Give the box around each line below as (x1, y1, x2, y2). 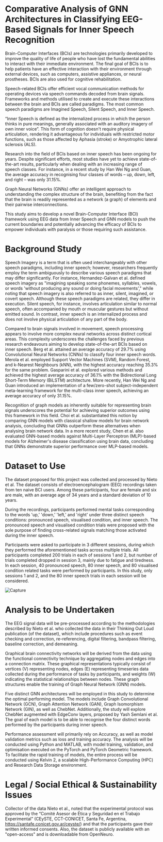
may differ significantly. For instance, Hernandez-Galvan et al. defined (5, 275, 146, 281)
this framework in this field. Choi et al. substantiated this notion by (5, 412, 137, 418)
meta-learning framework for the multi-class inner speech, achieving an (5, 387, 149, 393)
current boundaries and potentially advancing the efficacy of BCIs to (5, 221, 142, 227)
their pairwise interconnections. (5, 202, 68, 207)
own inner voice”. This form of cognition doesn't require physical (5, 126, 134, 132)
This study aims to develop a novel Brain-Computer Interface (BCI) (5, 211, 138, 217)
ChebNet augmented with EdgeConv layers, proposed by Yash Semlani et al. (5, 711, 158, 717)
